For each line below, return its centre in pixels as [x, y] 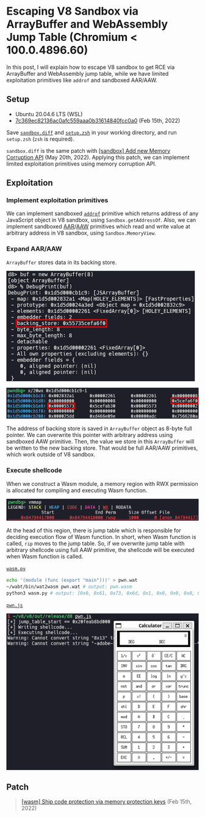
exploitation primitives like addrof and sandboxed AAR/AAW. [82, 80]
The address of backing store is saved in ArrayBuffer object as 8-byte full [99, 428]
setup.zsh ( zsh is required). [40, 139]
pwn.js [15, 605]
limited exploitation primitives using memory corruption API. [81, 164]
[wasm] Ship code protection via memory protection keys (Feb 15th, [106, 802]
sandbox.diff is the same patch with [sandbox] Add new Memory [88, 150]
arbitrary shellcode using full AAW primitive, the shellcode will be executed [100, 550]
